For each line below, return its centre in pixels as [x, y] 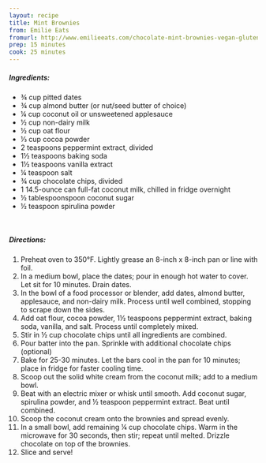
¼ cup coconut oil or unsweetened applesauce [96, 114]
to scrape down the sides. [63, 309]
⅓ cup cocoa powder [55, 139]
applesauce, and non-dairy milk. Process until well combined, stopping [136, 301]
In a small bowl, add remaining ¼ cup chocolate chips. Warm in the [129, 427]
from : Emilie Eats [39, 30]
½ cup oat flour [45, 130]
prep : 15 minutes [37, 45]
